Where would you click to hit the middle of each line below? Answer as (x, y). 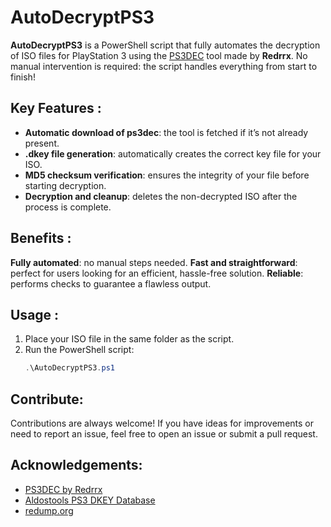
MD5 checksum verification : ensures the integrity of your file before (167, 175)
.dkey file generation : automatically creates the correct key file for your (173, 153)
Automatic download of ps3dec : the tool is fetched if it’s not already (166, 132)
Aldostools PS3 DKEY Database (90, 500)
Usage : (35, 314)
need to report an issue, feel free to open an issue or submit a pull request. (164, 434)
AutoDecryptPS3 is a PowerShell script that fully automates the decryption (165, 45)
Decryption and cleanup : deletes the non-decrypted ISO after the (161, 196)
